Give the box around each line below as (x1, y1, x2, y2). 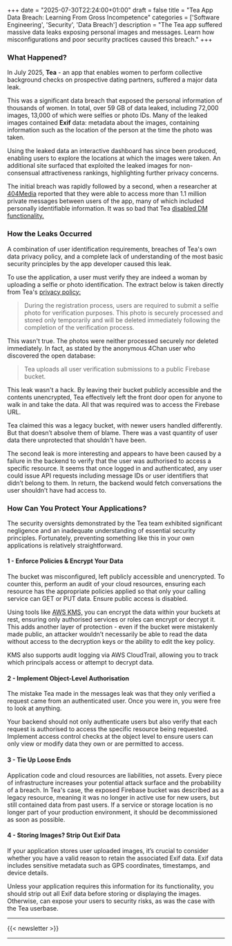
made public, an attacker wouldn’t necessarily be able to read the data (7, 630, 208, 638)
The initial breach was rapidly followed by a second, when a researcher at (7, 182, 217, 191)
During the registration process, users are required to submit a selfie (23, 301, 219, 309)
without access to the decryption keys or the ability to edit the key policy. (7, 638, 215, 646)
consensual (7, 169, 40, 177)
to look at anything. (7, 704, 62, 712)
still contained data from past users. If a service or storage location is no (7, 800, 213, 809)
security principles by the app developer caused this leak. (7, 259, 172, 268)
